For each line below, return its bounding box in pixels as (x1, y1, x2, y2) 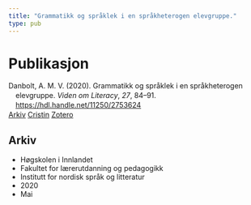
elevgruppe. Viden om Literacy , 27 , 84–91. (15, 91, 156, 100)
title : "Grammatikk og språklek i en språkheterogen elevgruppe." (8, 11, 237, 20)
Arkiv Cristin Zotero (8, 110, 74, 120)
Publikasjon (8, 54, 89, 73)
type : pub (8, 19, 42, 28)
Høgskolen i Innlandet (19, 155, 93, 164)
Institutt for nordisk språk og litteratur (19, 172, 146, 182)
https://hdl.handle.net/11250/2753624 (15, 100, 142, 110)
